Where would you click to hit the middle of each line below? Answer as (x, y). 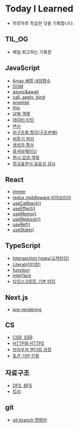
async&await (25, 92)
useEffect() (24, 209)
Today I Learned (39, 9)
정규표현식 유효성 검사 (34, 164)
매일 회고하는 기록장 (32, 52)
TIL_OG (17, 39)
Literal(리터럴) (26, 265)
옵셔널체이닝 (25, 151)
